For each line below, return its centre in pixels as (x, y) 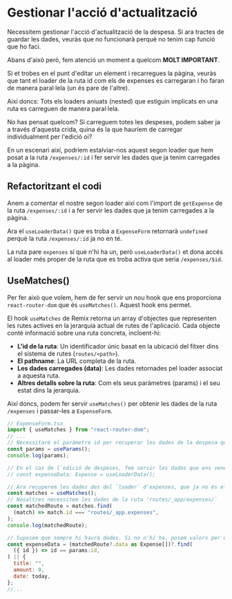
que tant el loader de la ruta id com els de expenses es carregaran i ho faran (116, 80)
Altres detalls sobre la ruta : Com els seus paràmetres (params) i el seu (118, 383)
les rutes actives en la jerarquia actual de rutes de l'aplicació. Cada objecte (114, 325)
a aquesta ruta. (39, 375)
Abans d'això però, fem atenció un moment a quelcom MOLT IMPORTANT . (114, 59)
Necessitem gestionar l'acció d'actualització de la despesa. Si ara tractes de (116, 32)
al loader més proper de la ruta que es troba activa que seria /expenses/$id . (115, 259)
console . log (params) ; (38, 455)
